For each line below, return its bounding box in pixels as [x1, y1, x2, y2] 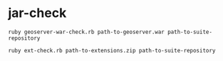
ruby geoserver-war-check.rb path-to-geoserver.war [8, 28, 165, 35]
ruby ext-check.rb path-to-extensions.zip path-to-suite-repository [8, 47, 216, 54]
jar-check [8, 5, 67, 21]
